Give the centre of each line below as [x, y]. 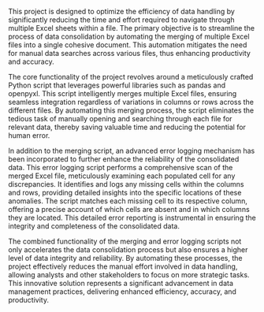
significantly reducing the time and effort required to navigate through [121, 20]
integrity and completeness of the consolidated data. [94, 226]
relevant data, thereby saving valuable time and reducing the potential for [127, 127]
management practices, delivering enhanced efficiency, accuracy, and [122, 292]
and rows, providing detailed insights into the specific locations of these [125, 193]
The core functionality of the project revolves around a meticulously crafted [131, 77]
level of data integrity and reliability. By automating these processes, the [125, 258]
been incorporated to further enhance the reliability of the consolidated [124, 159]
